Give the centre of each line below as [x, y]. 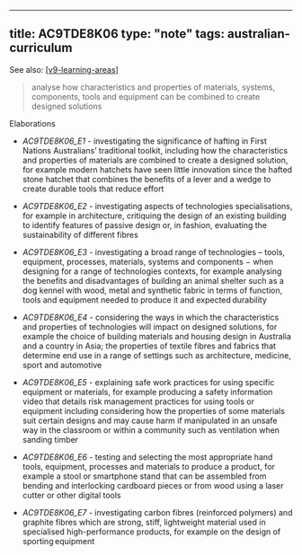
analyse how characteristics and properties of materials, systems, [153, 87]
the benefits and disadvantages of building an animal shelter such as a [153, 280]
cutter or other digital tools [71, 495]
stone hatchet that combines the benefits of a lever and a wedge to [147, 179]
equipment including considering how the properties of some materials [154, 410]
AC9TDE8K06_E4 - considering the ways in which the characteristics [151, 317]
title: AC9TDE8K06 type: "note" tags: [117, 34]
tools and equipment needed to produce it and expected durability [145, 300]
